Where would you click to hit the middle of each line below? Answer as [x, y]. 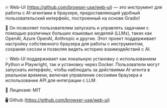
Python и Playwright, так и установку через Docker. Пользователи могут [82, 64]
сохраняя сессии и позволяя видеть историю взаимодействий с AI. [78, 49]
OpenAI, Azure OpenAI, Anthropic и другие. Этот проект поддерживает [81, 38]
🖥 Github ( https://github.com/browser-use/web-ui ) [58, 100]
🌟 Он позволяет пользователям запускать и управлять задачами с [77, 28]
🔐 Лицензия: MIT [23, 90]
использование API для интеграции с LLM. [51, 80]
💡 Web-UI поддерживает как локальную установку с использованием [81, 59]
